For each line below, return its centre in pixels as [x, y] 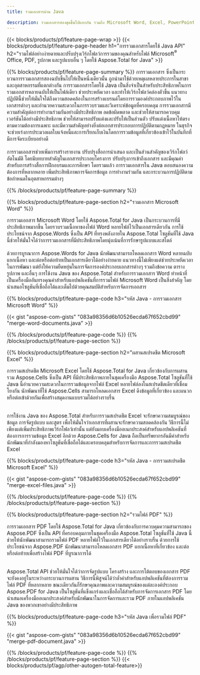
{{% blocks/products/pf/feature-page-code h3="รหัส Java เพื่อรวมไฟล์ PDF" [96, 617]
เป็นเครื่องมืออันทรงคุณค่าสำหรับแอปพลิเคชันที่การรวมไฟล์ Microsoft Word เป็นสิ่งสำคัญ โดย [99, 280]
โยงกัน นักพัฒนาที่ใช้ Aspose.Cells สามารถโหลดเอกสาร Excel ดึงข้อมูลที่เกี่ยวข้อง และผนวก [99, 391]
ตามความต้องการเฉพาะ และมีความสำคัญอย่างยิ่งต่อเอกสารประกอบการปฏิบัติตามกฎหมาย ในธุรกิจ [99, 125]
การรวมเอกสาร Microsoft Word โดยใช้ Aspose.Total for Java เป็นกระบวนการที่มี [93, 220]
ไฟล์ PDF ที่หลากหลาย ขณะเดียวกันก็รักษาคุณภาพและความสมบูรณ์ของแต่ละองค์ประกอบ [92, 585]
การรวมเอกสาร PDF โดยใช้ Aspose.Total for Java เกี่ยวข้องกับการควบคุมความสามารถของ [99, 526]
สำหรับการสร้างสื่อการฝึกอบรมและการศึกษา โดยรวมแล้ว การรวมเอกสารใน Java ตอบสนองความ [100, 165]
